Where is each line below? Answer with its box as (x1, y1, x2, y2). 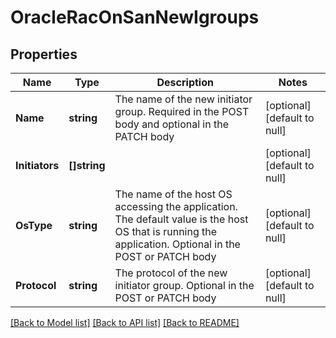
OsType (15, 219, 53, 232)
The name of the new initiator (114, 92, 253, 106)
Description (156, 76, 214, 89)
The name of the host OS (114, 187, 233, 201)
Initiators (15, 159, 60, 172)
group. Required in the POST (114, 105, 250, 118)
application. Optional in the (114, 237, 241, 251)
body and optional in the (114, 117, 230, 131)
